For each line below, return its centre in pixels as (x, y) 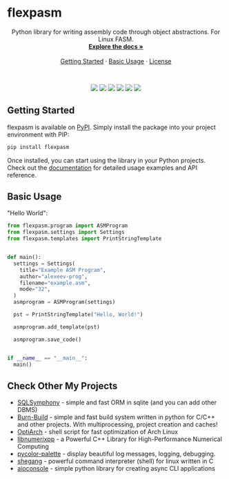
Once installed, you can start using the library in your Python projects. (107, 160)
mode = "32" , (35, 289)
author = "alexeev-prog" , (54, 276)
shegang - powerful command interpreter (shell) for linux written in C (115, 461)
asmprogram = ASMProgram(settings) (64, 302)
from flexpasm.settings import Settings (66, 233)
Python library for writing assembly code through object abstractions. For (116, 32)
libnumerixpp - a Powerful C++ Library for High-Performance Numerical (120, 439)
